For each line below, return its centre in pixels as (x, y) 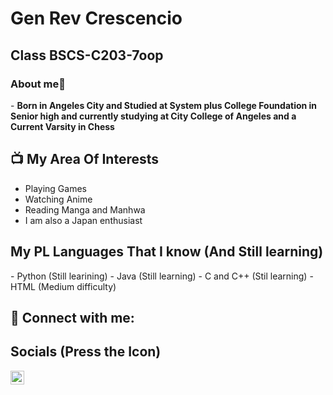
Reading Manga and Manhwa (85, 209)
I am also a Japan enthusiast (83, 220)
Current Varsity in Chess (62, 126)
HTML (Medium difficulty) (63, 286)
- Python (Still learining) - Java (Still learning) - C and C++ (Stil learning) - (162, 276)
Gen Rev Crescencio (96, 18)
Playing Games (55, 188)
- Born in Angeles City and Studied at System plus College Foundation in (164, 105)
